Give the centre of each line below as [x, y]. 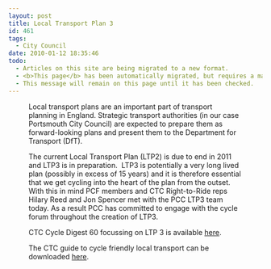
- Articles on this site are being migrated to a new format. [122, 69]
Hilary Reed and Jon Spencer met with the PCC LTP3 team [126, 200]
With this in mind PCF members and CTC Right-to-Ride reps [128, 191]
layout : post [30, 16]
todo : [17, 61]
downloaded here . [59, 256]
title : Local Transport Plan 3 [61, 23]
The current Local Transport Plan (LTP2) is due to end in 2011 [130, 156]
